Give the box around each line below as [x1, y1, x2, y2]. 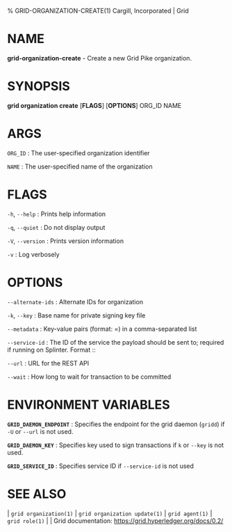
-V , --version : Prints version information [7, 237, 124, 245]
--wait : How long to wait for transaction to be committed [7, 373, 172, 381]
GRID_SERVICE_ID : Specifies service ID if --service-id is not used [7, 462, 194, 470]
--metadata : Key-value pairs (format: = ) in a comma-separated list [7, 324, 197, 333]
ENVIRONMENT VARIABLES [7, 397, 170, 412]
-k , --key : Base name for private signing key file [7, 311, 146, 320]
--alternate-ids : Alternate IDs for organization [7, 297, 144, 306]
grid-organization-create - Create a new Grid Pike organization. [7, 54, 192, 62]
